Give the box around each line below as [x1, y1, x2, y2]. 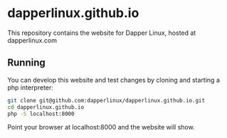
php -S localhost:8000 [7, 110, 75, 117]
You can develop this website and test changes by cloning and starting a [7, 75, 221, 84]
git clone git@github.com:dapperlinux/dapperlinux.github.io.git [7, 97, 205, 104]
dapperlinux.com [7, 36, 57, 44]
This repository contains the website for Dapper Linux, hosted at [7, 28, 196, 37]
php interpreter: [7, 83, 53, 92]
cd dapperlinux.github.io [7, 103, 84, 111]
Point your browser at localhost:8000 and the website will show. [7, 123, 195, 132]
